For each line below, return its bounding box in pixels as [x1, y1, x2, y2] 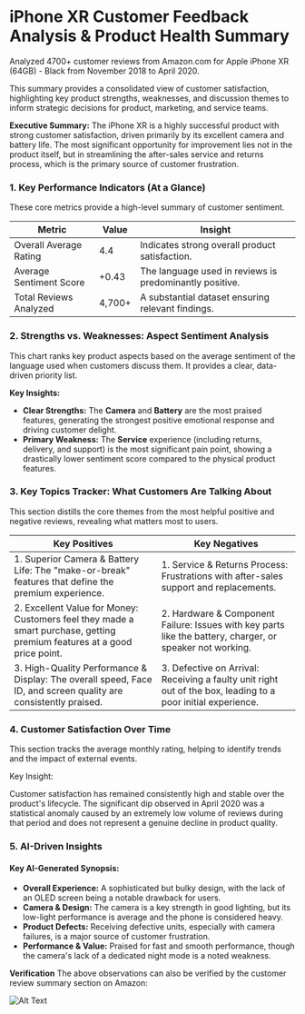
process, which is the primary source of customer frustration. [9, 158, 240, 169]
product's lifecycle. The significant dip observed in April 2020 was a [9, 798, 265, 810]
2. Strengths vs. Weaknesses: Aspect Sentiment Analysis [9, 330, 270, 343]
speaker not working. [161, 641, 251, 653]
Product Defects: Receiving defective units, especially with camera [22, 921, 275, 932]
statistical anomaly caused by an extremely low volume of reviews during [9, 808, 284, 819]
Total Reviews [14, 291, 74, 303]
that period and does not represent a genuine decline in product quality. [9, 818, 279, 829]
